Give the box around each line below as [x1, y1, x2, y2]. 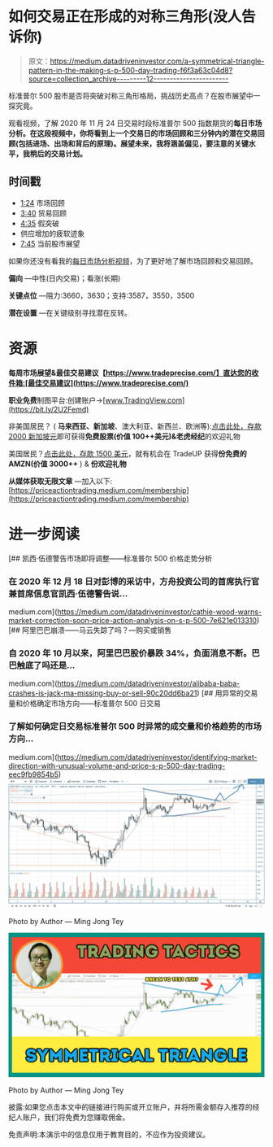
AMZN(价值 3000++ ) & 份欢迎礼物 [8, 459, 128, 469]
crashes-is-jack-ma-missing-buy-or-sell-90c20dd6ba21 [8, 688, 197, 698]
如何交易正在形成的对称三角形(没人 [8, 7, 242, 26]
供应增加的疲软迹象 [19, 229, 85, 238]
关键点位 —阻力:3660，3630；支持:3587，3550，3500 [8, 290, 195, 300]
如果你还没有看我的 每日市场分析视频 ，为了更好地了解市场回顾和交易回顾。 [8, 255, 258, 265]
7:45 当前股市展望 [19, 238, 80, 248]
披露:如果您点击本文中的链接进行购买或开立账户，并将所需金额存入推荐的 [8, 1101, 253, 1111]
